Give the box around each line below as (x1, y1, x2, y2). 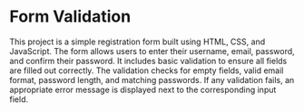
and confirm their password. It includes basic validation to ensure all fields (9, 55, 288, 66)
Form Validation (9, 6, 132, 27)
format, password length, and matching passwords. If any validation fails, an (9, 74, 295, 85)
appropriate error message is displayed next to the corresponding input (9, 84, 277, 95)
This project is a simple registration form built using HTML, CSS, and (9, 36, 266, 47)
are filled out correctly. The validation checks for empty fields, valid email (9, 65, 284, 76)
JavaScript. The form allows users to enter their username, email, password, (9, 45, 295, 56)
